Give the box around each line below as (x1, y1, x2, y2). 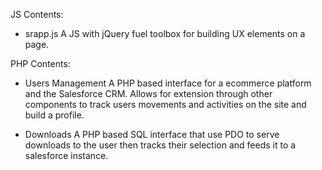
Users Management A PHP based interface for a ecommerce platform (24, 77, 312, 89)
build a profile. (24, 109, 85, 121)
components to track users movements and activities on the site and (24, 99, 307, 110)
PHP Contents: (10, 58, 71, 69)
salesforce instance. (24, 150, 109, 161)
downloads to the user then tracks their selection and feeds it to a (24, 139, 297, 151)
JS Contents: (10, 9, 64, 20)
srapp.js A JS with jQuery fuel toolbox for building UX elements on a (24, 28, 306, 39)
